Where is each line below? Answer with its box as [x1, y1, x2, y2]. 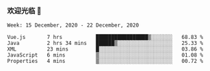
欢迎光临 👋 [7, 5, 42, 15]
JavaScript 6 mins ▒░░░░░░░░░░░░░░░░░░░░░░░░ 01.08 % [7, 52, 204, 59]
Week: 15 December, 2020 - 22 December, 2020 [7, 22, 139, 29]
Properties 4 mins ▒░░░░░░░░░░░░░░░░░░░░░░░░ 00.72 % [7, 58, 204, 65]
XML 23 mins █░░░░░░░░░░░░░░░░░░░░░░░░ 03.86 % [7, 46, 204, 53]
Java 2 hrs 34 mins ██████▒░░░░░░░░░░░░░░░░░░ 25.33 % [7, 40, 204, 47]
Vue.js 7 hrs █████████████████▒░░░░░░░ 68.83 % [7, 34, 204, 41]
